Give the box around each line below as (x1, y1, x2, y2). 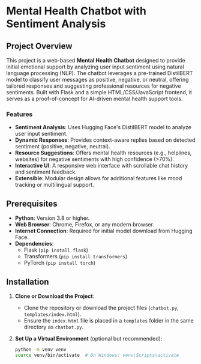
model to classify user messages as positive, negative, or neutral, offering (6, 76, 189, 83)
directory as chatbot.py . (23, 323, 84, 330)
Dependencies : (14, 240, 54, 247)
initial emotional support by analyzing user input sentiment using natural (6, 63, 184, 70)
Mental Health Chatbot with (6, 4, 147, 18)
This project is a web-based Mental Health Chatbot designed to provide (6, 57, 185, 64)
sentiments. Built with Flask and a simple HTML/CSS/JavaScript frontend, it (6, 89, 192, 96)
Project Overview (6, 41, 73, 51)
